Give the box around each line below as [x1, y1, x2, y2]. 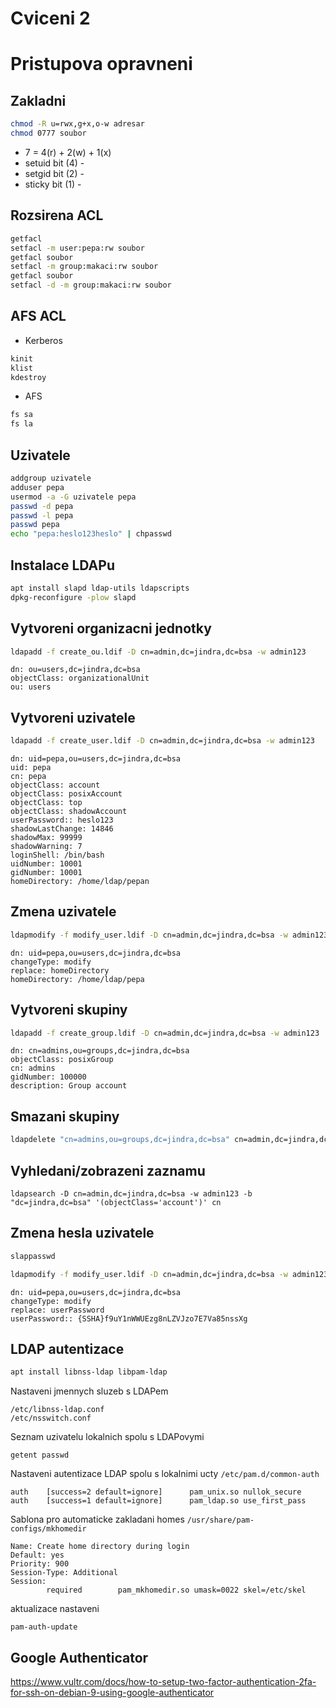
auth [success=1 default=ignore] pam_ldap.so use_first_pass [10, 1496, 307, 1506]
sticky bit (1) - [24, 178, 82, 190]
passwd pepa [10, 520, 60, 530]
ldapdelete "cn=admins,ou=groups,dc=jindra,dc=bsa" [10, 1135, 230, 1145]
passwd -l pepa [10, 510, 74, 521]
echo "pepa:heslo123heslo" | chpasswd [10, 529, 172, 539]
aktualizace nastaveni [10, 1603, 100, 1615]
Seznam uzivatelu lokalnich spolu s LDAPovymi [10, 1431, 205, 1443]
